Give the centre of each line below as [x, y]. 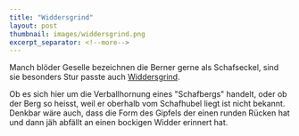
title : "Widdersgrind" [51, 17]
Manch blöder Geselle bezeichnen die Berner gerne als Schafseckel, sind [144, 68]
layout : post [33, 26]
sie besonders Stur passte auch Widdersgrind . [95, 77]
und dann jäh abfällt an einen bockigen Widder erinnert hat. [119, 123]
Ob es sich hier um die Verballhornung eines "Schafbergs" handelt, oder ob [148, 94]
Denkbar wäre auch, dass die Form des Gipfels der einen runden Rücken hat [149, 113]
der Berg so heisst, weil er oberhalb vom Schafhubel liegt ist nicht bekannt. [147, 104]
